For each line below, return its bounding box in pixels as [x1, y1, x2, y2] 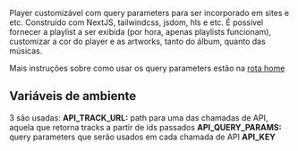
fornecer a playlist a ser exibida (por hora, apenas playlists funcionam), [9, 27, 271, 37]
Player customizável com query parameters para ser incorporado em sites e [9, 8, 290, 18]
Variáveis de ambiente [9, 88, 137, 104]
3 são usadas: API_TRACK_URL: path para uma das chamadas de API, [9, 112, 268, 123]
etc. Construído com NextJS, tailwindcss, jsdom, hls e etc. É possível [9, 17, 264, 28]
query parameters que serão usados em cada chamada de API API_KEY [9, 131, 276, 142]
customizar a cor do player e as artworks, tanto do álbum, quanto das [9, 36, 266, 46]
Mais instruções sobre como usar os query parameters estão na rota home [9, 63, 285, 73]
